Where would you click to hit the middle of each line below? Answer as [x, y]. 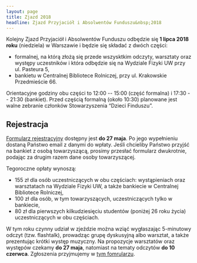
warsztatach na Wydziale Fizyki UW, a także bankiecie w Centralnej [96, 187]
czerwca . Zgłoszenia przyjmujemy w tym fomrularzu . [71, 254]
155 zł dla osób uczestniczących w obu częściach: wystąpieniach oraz [100, 180]
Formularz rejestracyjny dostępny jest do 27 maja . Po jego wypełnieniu [92, 138]
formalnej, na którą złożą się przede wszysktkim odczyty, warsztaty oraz [103, 57]
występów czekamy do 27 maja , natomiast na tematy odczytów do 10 [91, 248]
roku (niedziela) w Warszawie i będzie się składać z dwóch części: [87, 45]
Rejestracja [27, 124]
